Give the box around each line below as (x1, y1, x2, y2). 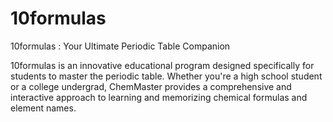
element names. (10, 102, 77, 114)
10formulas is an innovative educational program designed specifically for (10, 59, 315, 71)
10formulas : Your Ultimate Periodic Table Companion (10, 40, 231, 52)
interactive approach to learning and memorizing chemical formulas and (10, 91, 308, 103)
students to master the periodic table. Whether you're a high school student (10, 70, 323, 82)
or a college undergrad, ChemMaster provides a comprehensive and (10, 80, 292, 92)
